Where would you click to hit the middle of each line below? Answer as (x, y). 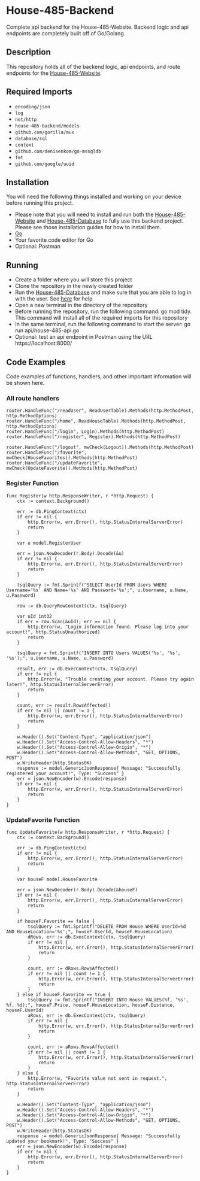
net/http (26, 119)
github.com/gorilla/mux (45, 132)
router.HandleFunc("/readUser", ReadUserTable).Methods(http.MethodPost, (100, 411)
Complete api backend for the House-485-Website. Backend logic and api (98, 27)
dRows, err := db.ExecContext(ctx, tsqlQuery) (87, 937)
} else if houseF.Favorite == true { (64, 994)
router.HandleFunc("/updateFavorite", (54, 463)
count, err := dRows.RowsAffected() (73, 968)
